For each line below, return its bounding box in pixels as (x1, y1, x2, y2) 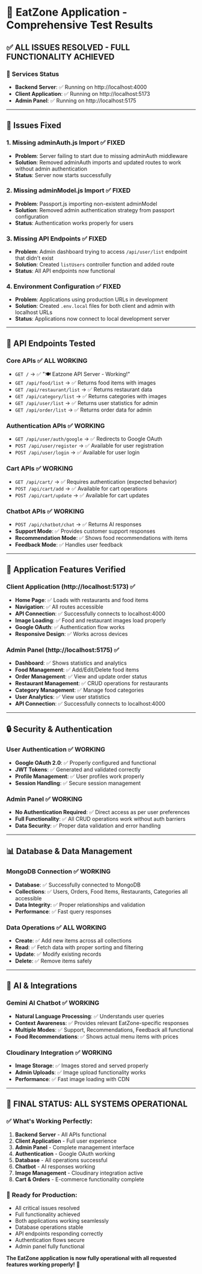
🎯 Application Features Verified (6, 565, 126, 575)
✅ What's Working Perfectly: (6, 1117, 93, 1126)
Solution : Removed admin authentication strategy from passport (14, 206, 175, 213)
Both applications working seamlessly (14, 1217, 109, 1224)
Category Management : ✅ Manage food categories (14, 686, 144, 694)
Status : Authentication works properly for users (14, 219, 134, 227)
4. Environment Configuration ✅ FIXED (6, 283, 121, 291)
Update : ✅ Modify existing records (14, 950, 102, 958)
